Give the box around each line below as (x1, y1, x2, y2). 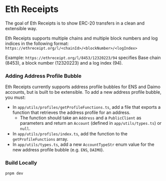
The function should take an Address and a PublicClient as (19, 115, 141, 121)
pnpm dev (5, 170, 23, 176)
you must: (5, 94, 26, 101)
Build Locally (5, 159, 37, 166)
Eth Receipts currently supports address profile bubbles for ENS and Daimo (5, 84, 161, 90)
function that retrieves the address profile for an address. (12, 109, 131, 116)
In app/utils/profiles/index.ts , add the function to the (12, 131, 128, 137)
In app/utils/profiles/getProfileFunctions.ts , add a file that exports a (12, 104, 161, 110)
